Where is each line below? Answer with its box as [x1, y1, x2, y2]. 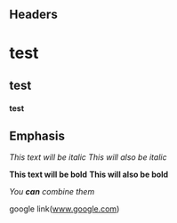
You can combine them [9, 187, 95, 197]
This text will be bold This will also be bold [9, 169, 169, 180]
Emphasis [9, 128, 65, 143]
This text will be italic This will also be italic [9, 152, 167, 163]
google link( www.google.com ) [9, 203, 120, 214]
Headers [9, 7, 58, 22]
